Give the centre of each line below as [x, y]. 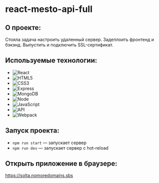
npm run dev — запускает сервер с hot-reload [60, 148]
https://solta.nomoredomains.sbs [39, 176]
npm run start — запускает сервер [49, 143]
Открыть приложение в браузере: [61, 164]
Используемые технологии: [51, 61]
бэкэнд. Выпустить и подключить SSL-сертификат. [59, 45]
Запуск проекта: [32, 131]
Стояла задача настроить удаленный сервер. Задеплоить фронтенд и [80, 39]
